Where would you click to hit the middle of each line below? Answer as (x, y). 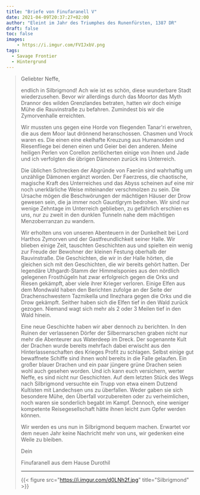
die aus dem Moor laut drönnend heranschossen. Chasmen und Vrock (107, 133)
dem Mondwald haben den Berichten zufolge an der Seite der (96, 289)
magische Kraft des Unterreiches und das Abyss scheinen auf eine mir (107, 183)
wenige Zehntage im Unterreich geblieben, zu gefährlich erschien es (105, 208)
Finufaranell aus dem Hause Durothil (65, 462)
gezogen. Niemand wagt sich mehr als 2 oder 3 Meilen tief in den (101, 308)
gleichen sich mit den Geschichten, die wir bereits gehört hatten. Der (105, 264)
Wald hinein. (36, 315)
